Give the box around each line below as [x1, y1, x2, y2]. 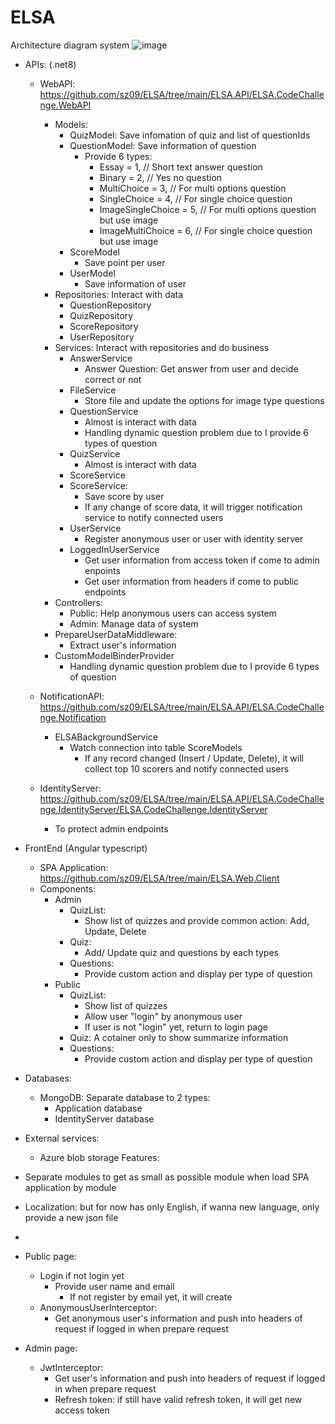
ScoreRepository [69, 320, 139, 332]
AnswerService [69, 352, 133, 364]
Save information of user [84, 277, 187, 290]
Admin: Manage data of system [69, 617, 199, 630]
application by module [24, 1181, 117, 1193]
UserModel [69, 267, 116, 279]
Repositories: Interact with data [54, 288, 184, 300]
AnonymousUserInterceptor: [39, 1301, 158, 1313]
